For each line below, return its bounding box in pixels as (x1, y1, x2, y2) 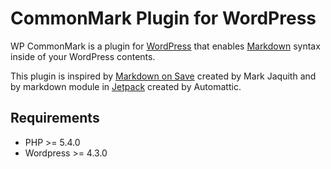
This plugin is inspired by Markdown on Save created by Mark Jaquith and (10, 70, 317, 82)
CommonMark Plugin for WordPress (10, 7, 317, 30)
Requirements (10, 110, 100, 127)
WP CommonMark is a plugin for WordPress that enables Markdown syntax (10, 40, 321, 52)
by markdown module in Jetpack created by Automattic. (10, 80, 242, 92)
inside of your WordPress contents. (10, 50, 156, 62)
